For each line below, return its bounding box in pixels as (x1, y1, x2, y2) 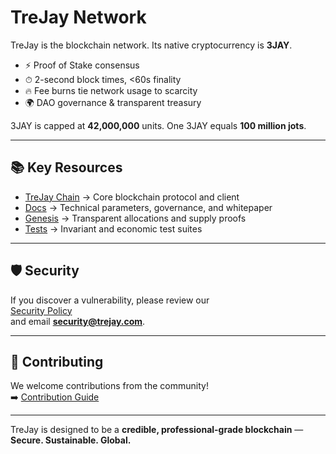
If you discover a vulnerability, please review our (10, 294, 210, 306)
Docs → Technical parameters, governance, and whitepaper (24, 201, 273, 213)
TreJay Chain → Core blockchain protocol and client (24, 191, 240, 203)
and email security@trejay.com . (10, 315, 146, 327)
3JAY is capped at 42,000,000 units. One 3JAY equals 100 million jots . (10, 119, 307, 131)
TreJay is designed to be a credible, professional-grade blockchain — (10, 424, 304, 436)
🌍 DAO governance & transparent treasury (24, 96, 202, 108)
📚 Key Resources (10, 159, 123, 176)
